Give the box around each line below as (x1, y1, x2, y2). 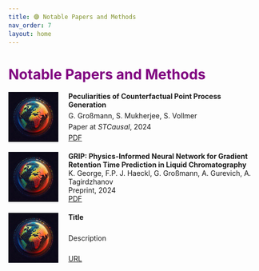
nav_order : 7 (8, 21, 52, 30)
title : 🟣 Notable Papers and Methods (8, 13, 137, 21)
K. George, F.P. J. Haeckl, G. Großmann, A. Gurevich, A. (68, 169, 252, 178)
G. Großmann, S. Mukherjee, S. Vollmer (68, 111, 197, 121)
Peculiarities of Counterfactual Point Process (68, 92, 221, 102)
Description (68, 233, 106, 243)
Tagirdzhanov (68, 177, 114, 187)
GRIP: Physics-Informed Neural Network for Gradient (68, 152, 248, 161)
